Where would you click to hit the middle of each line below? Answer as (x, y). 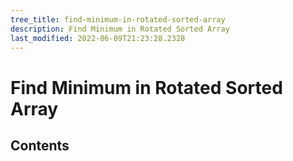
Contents (40, 145)
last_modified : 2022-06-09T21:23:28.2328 (98, 38)
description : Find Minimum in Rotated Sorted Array (120, 29)
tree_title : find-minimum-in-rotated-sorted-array (118, 19)
